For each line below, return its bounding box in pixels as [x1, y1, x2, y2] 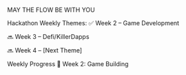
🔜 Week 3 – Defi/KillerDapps [7, 33, 90, 40]
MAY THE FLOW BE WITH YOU [7, 6, 95, 14]
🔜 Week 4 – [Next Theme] [7, 46, 83, 54]
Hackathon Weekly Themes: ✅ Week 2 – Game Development [7, 19, 180, 27]
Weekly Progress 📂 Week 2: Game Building [7, 60, 129, 67]
